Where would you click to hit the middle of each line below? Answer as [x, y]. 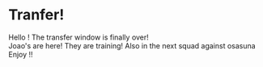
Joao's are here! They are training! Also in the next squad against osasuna [132, 45]
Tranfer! [36, 15]
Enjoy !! [21, 54]
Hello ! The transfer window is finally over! [79, 37]
